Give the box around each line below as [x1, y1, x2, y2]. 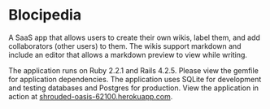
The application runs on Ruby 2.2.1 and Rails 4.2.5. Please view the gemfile [8, 65, 259, 75]
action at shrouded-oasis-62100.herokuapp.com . [8, 91, 173, 101]
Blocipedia [8, 6, 82, 24]
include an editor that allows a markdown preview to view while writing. [8, 50, 248, 59]
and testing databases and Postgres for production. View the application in [8, 83, 259, 93]
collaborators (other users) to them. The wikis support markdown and [8, 41, 242, 50]
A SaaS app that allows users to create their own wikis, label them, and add [8, 33, 260, 42]
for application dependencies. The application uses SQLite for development [8, 74, 262, 84]
